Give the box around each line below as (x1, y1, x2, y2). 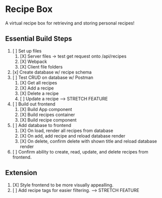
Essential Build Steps (5, 34, 72, 43)
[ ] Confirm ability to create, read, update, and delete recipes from (12, 148, 148, 154)
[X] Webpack (19, 58, 47, 64)
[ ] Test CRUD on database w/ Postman (12, 74, 93, 80)
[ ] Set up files (12, 47, 41, 53)
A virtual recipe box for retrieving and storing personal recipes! (5, 20, 135, 26)
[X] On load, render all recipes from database (19, 127, 113, 133)
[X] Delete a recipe (19, 90, 59, 96)
